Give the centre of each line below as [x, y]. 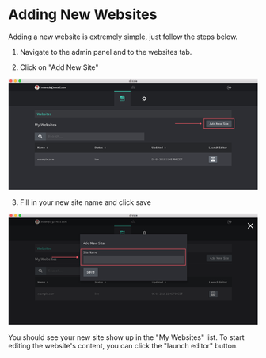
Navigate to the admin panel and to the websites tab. [106, 52]
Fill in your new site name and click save [85, 202]
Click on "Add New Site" [59, 67]
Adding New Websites [83, 15]
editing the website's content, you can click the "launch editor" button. [123, 346]
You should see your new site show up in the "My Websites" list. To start [126, 337]
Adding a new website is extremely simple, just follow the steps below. [123, 37]
